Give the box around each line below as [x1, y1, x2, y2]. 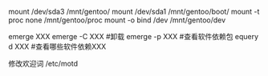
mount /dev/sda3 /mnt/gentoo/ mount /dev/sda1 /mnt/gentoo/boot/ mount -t [8, 7, 260, 16]
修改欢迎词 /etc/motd [8, 59, 79, 68]
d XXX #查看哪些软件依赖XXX [8, 42, 107, 51]
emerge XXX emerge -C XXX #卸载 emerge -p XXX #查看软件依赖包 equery [8, 32, 259, 41]
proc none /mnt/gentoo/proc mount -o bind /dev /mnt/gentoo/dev [8, 15, 226, 25]
